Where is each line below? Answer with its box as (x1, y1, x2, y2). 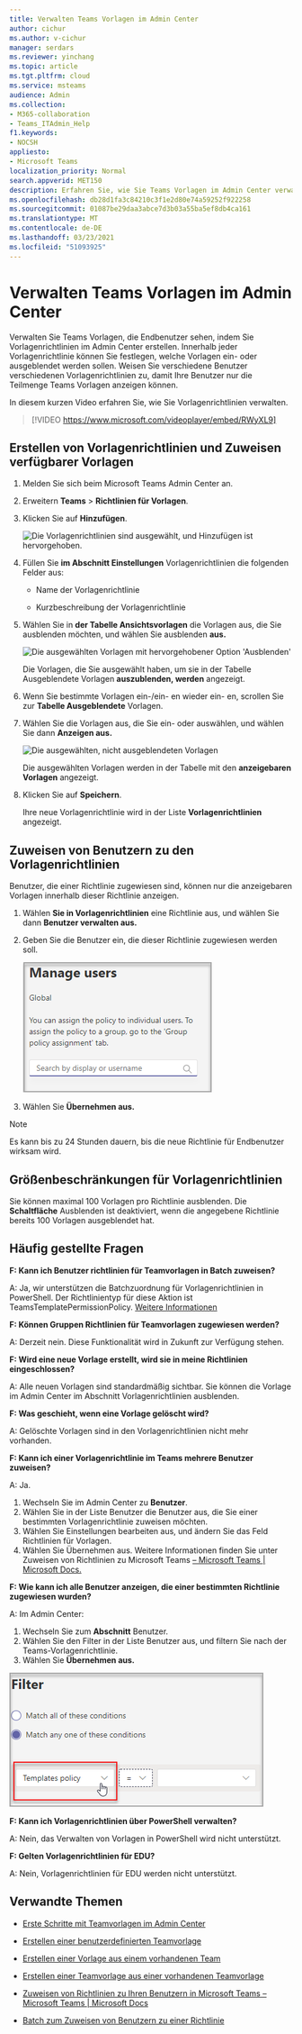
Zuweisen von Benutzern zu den (9, 842, 195, 858)
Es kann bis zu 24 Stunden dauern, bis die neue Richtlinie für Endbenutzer (9, 1136, 285, 1148)
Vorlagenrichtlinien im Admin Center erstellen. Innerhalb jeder (9, 341, 238, 351)
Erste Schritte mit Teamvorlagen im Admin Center (22, 1918, 206, 1929)
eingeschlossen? (9, 1363, 75, 1374)
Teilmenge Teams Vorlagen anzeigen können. (9, 379, 178, 390)
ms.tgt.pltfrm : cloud (9, 72, 91, 81)
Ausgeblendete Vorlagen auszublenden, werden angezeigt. (22, 674, 245, 685)
